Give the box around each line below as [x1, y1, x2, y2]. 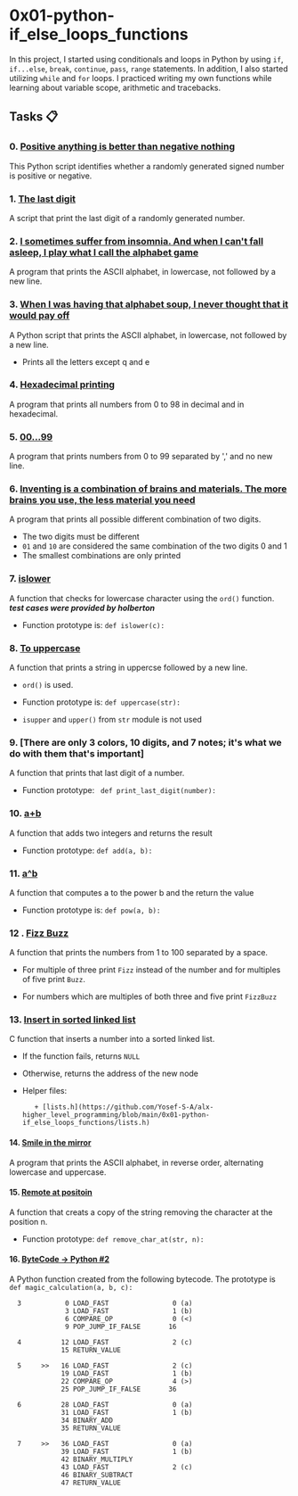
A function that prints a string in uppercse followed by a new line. [9, 662, 248, 673]
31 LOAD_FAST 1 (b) [60, 1409, 193, 1417]
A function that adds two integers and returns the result [9, 827, 213, 839]
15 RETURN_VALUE [60, 1346, 122, 1355]
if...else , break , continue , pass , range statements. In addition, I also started [9, 63, 289, 74]
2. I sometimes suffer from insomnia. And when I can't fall [9, 235, 264, 247]
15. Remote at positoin [9, 1187, 93, 1198]
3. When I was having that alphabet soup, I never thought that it [9, 298, 289, 310]
